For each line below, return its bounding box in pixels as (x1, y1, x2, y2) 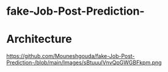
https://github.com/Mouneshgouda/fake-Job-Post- (6, 52, 136, 60)
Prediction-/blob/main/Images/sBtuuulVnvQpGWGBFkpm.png (6, 59, 162, 67)
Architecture (6, 32, 72, 46)
